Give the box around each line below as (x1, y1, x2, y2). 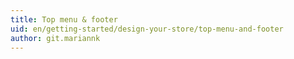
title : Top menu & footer (10, 14, 118, 25)
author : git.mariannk (10, 33, 101, 43)
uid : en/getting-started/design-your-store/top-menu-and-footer (10, 24, 284, 34)
